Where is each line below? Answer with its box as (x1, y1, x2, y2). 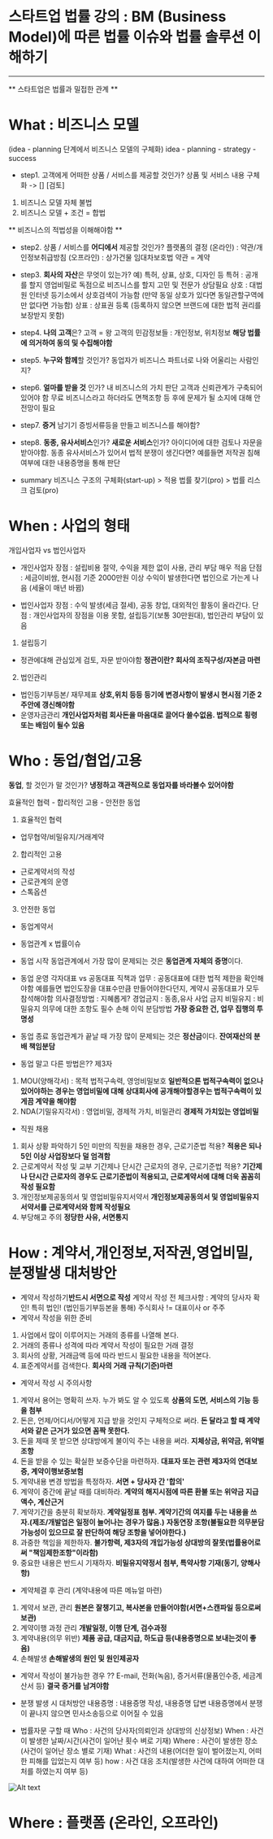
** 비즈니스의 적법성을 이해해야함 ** (8, 224, 123, 234)
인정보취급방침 (19, 252, 67, 262)
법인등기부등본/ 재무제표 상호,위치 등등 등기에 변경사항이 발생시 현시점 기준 (19, 689, 256, 699)
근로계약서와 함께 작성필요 (48, 1201, 131, 1212)
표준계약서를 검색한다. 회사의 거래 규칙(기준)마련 (19, 1360, 173, 1371)
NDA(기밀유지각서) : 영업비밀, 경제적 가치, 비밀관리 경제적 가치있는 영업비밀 (19, 1106, 259, 1116)
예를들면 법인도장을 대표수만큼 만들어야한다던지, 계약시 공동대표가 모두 (35, 983, 260, 993)
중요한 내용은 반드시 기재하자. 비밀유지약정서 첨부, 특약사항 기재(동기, (19, 1558, 240, 1567)
